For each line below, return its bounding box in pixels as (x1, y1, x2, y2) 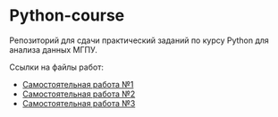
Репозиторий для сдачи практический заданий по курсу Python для (9, 35, 270, 46)
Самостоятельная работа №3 (21, 97, 136, 108)
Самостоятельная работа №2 (21, 88, 136, 99)
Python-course (9, 5, 125, 26)
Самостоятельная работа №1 (21, 79, 134, 89)
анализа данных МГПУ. (9, 44, 98, 54)
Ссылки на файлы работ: (9, 62, 105, 72)
